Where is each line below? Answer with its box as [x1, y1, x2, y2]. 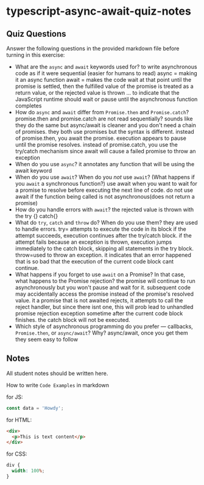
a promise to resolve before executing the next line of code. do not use [15, 186, 194, 194]
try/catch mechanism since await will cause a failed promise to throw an [15, 148, 196, 155]
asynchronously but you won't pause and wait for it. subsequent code [15, 284, 191, 291]
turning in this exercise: [6, 51, 65, 59]
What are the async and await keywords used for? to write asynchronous [15, 63, 197, 70]
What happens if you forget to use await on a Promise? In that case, [15, 271, 186, 278]
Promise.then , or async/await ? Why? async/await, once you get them [15, 329, 189, 337]
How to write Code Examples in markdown [6, 381, 110, 388]
